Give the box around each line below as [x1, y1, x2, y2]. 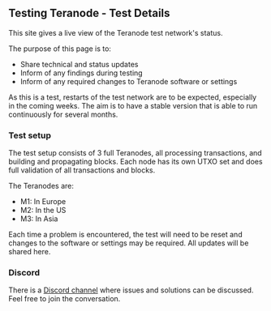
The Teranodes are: [8, 181, 75, 191]
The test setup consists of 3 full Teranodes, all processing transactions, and [8, 148, 262, 158]
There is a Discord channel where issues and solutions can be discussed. [8, 285, 254, 295]
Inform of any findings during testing [19, 68, 144, 78]
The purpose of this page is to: [8, 44, 112, 53]
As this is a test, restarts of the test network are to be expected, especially [8, 92, 257, 102]
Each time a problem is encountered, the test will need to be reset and [8, 230, 243, 240]
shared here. [8, 247, 51, 257]
